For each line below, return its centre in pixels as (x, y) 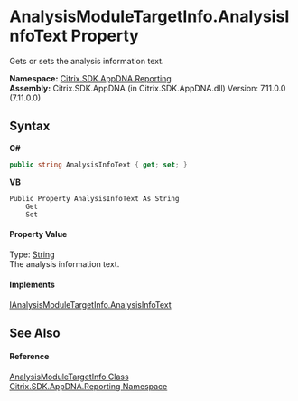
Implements (33, 285)
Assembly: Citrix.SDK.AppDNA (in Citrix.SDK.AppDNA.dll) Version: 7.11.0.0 (148, 88)
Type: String (32, 254)
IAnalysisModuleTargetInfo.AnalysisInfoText (90, 305)
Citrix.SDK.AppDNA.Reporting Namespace (88, 386)
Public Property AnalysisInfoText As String (94, 198)
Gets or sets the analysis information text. (87, 61)
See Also (35, 334)
